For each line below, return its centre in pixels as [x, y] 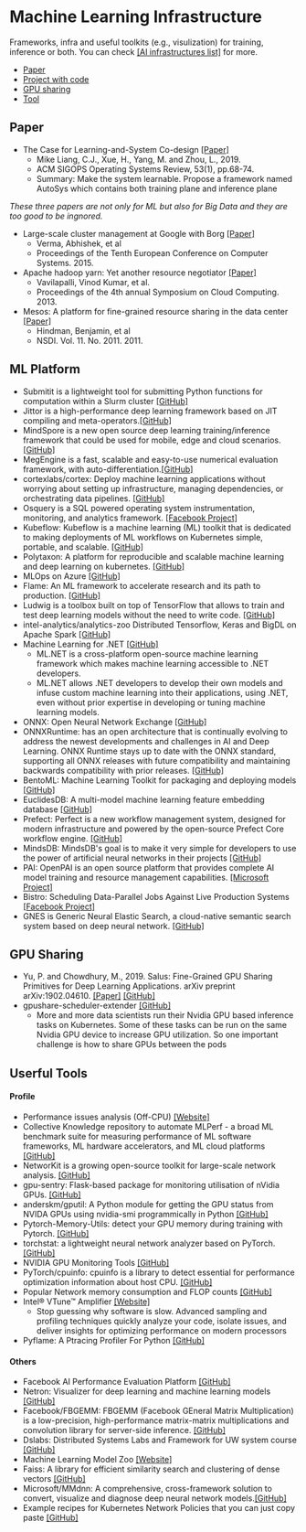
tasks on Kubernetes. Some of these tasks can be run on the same [162, 1025]
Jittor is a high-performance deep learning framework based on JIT [150, 411]
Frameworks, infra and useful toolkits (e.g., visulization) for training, [137, 42]
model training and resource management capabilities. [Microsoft [146, 877]
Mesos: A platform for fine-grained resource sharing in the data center [155, 311]
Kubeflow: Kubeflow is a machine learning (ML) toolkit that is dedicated [157, 527]
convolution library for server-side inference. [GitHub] [124, 1430]
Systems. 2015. [65, 262]
